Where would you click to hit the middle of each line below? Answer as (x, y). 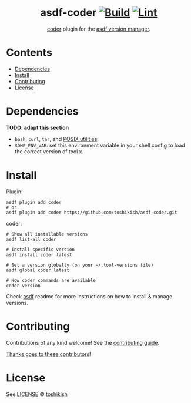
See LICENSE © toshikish (37, 394)
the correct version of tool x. (49, 151)
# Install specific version (41, 250)
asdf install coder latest (39, 255)
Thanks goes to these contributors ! (48, 354)
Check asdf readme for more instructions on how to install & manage (89, 296)
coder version (24, 286)
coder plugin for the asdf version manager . (99, 29)
